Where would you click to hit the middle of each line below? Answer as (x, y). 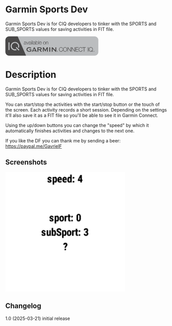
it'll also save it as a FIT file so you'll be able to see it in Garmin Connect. (82, 115)
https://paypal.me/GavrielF (34, 146)
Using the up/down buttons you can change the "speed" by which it (77, 125)
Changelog (23, 306)
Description (31, 75)
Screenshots (26, 162)
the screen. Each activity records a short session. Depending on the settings (86, 110)
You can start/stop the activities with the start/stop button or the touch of (83, 104)
